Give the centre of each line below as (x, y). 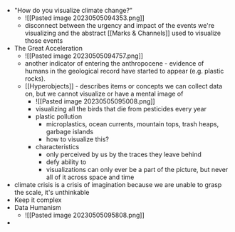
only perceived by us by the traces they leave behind (124, 154)
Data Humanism (38, 207)
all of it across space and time (90, 177)
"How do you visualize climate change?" (73, 10)
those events (44, 41)
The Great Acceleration (48, 48)
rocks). (35, 79)
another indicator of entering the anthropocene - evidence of (114, 63)
